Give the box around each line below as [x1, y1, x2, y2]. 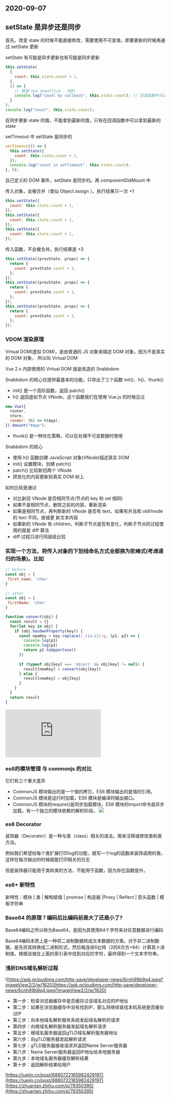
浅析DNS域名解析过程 [5, 964, 59, 971]
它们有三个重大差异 [5, 777, 46, 784]
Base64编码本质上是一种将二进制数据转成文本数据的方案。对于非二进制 [5, 938, 155, 944]
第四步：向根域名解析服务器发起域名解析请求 [12, 1023, 107, 1030]
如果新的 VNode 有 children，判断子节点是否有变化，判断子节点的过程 [12, 521, 160, 527]
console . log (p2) [23, 643, 58, 648]
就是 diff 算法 [21, 527, 49, 533]
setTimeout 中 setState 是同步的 [5, 133, 72, 139]
